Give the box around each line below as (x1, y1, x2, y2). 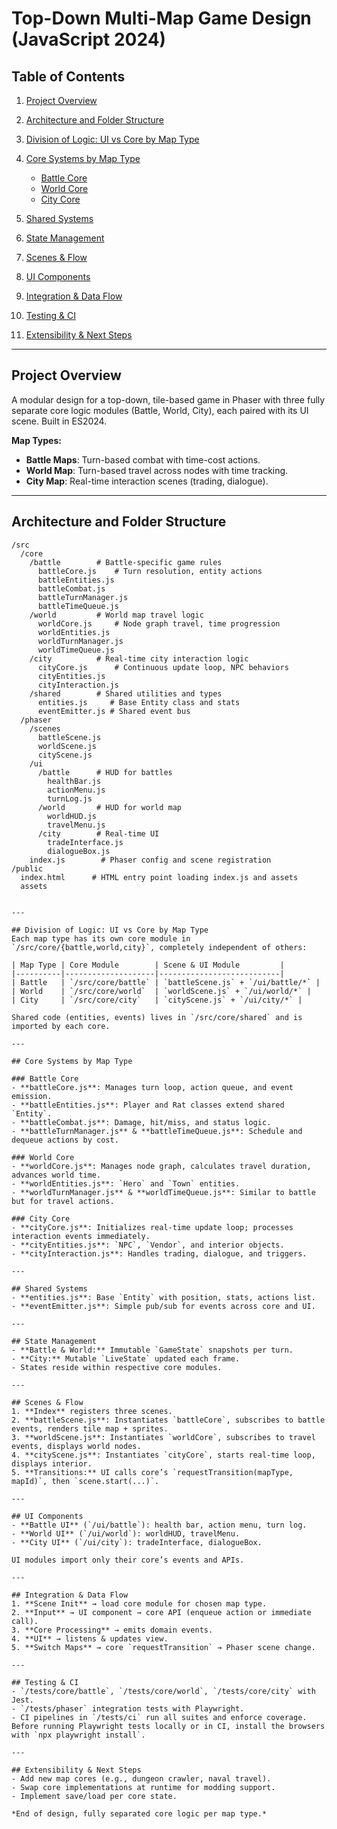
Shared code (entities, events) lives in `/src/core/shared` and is (11, 1012, 303, 1022)
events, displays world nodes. (11, 1441, 142, 1451)
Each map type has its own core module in (11, 933, 191, 944)
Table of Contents (11, 68, 126, 85)
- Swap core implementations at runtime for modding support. (11, 1782, 276, 1792)
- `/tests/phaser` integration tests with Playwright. (11, 1703, 245, 1714)
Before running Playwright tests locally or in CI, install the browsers (11, 1721, 326, 1731)
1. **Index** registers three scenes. (11, 1406, 173, 1416)
